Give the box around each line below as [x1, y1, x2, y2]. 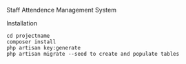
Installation [6, 19, 38, 27]
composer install [6, 39, 56, 45]
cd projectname [6, 32, 50, 39]
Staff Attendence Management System [6, 6, 116, 14]
